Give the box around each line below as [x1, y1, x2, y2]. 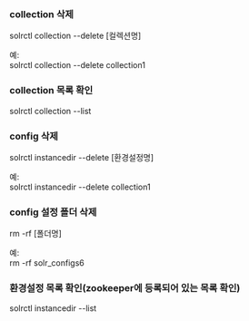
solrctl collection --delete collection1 [9, 60, 145, 71]
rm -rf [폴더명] [9, 229, 62, 239]
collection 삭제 [9, 7, 75, 20]
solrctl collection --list [9, 105, 92, 116]
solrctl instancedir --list [9, 303, 97, 314]
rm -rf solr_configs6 [9, 258, 85, 268]
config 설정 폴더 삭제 [9, 206, 97, 219]
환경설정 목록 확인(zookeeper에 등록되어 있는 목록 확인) [9, 282, 241, 295]
